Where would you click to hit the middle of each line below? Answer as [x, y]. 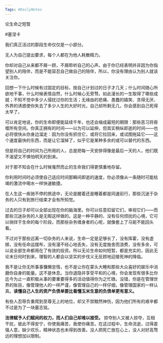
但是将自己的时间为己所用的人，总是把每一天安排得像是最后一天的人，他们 [79, 150]
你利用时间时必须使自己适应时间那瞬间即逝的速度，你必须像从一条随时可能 [79, 177]
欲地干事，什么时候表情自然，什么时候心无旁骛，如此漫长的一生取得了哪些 [79, 94]
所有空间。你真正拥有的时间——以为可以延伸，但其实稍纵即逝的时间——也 [83, 128]
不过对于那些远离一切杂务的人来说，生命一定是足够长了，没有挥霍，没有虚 [79, 238]
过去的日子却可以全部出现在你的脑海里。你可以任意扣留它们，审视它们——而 [81, 210]
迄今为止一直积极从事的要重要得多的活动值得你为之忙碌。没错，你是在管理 [79, 279]
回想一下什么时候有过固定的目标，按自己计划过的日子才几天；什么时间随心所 [81, 87]
